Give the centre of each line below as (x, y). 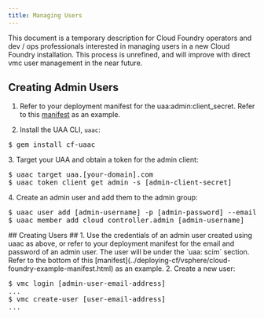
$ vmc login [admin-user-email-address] (87, 284)
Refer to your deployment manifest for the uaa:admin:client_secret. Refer (137, 106)
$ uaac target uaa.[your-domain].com (81, 175)
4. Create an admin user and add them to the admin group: (103, 198)
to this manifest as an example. (70, 115)
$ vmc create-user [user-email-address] (87, 300)
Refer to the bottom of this (51, 261)
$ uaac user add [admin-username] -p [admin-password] (116, 212)
